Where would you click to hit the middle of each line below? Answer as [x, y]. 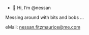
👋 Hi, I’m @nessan [32, 8]
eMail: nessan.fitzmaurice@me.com [43, 27]
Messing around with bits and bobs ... [45, 17]
